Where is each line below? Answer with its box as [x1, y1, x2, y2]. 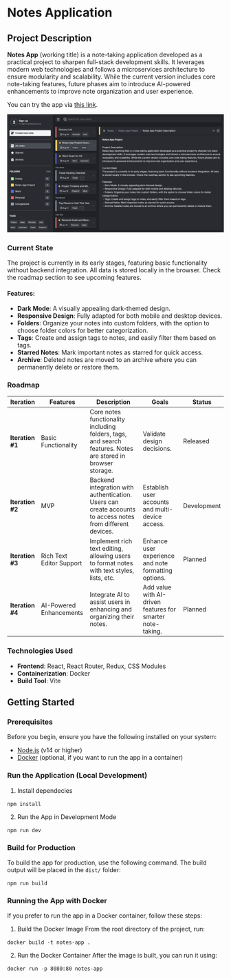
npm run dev [7, 827, 41, 834]
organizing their [89, 612, 135, 620]
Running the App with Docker [7, 896, 108, 905]
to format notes [89, 558, 133, 567]
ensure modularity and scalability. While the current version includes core [7, 72, 216, 81]
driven [142, 598, 162, 606]
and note [142, 558, 168, 567]
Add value [142, 583, 172, 591]
